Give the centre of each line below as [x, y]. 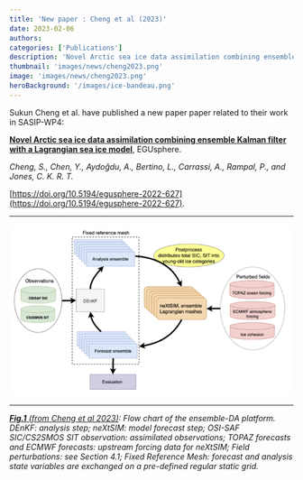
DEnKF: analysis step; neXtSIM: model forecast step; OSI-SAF [125, 428]
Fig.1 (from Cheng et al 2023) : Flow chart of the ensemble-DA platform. [142, 418]
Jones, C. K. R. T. [41, 176]
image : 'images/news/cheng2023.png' [78, 77]
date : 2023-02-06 [42, 28]
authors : [26, 38]
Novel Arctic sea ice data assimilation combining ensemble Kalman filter [148, 139]
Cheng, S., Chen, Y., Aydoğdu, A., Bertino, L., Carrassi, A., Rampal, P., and [147, 166]
